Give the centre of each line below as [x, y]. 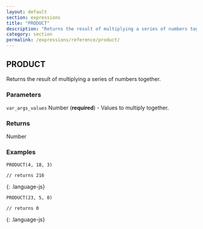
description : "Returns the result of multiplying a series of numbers [97, 29]
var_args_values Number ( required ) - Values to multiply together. [88, 108]
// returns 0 [23, 208]
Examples [21, 152]
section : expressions [34, 18]
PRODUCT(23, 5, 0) [29, 198]
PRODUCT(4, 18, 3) [29, 165]
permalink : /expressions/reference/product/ [63, 40]
